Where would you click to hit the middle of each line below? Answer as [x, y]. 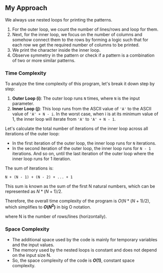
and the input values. [33, 245]
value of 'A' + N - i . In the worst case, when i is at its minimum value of [85, 114]
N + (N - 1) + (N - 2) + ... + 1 [39, 177]
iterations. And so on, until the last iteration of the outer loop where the [83, 154]
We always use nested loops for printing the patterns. [59, 20]
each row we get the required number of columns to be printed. [76, 45]
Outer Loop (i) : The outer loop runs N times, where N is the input [76, 98]
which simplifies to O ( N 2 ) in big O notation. [48, 206]
